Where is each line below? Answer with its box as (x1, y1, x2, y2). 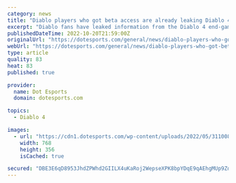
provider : (7, 81, 37, 88)
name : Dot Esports (13, 88, 68, 95)
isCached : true (20, 152, 65, 160)
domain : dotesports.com (13, 95, 83, 102)
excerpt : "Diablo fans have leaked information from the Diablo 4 (7, 23, 206, 30)
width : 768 (20, 140, 52, 147)
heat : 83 (7, 62, 33, 69)
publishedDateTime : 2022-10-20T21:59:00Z (7, 29, 131, 37)
